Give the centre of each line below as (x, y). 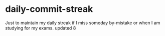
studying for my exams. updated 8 (41, 28)
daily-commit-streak (49, 9)
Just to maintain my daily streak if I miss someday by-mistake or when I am (83, 23)
